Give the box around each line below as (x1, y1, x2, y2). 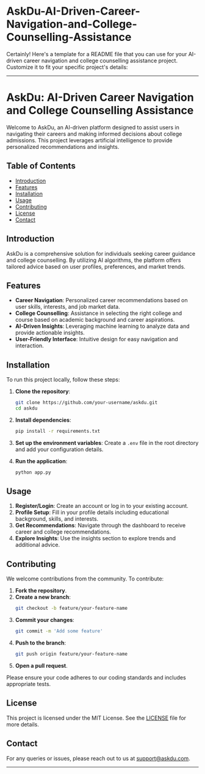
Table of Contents (6, 161, 76, 172)
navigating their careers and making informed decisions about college (6, 130, 182, 137)
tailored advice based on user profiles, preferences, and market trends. (6, 262, 186, 270)
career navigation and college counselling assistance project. (23, 57, 178, 64)
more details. (6, 720, 40, 728)
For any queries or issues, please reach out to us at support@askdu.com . (6, 754, 190, 762)
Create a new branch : (15, 593, 71, 601)
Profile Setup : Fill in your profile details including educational (15, 508, 169, 516)
